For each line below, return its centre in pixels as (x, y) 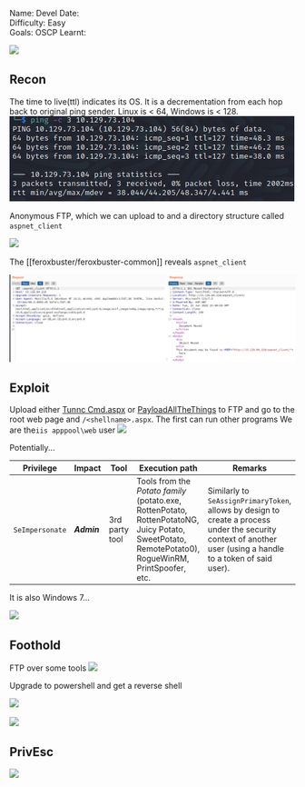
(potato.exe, (159, 500)
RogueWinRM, (163, 558)
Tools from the (163, 481)
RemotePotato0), (168, 548)
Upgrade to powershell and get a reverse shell (96, 686)
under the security (242, 529)
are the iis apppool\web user (63, 430)
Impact (88, 468)
